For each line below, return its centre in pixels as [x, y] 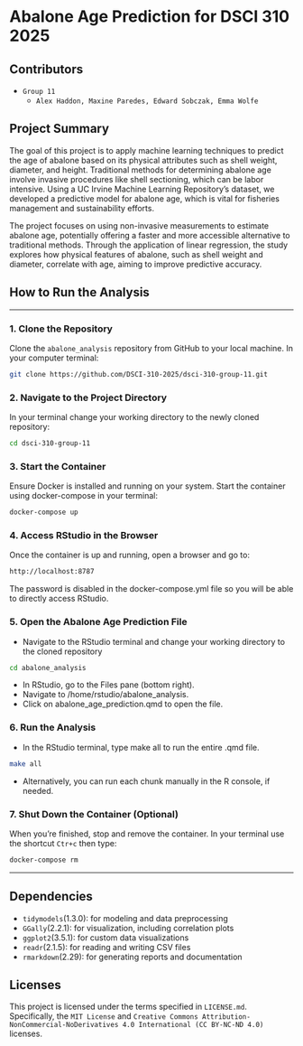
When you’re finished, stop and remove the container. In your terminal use [147, 834]
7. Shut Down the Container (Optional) [94, 814]
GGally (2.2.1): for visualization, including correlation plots [128, 928]
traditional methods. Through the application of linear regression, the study [149, 245]
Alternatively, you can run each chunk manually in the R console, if [146, 781]
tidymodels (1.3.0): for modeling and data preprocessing [125, 918]
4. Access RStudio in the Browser [84, 536]
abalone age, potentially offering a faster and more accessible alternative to [150, 235]
